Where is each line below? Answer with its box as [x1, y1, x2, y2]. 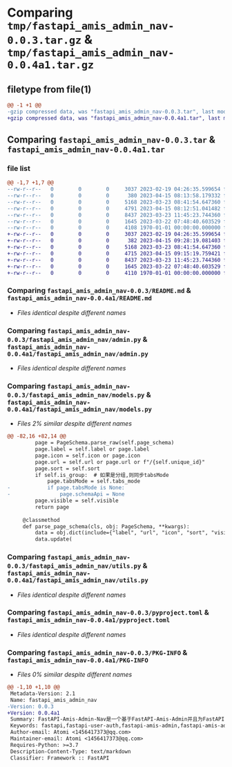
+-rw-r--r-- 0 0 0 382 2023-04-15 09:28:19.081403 [7, 237, 221, 244]
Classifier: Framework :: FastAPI [10, 755, 110, 761]
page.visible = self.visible [35, 497, 119, 505]
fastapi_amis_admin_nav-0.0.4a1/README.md [7, 294, 152, 303]
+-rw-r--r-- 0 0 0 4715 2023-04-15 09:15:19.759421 [7, 250, 221, 257]
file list [7, 163, 31, 173]
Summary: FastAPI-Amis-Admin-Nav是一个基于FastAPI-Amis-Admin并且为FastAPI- [10, 716, 228, 723]
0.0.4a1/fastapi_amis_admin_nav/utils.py [7, 577, 148, 584]
